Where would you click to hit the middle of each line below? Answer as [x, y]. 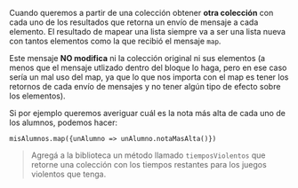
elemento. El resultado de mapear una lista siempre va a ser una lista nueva [148, 31]
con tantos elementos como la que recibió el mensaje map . [115, 41]
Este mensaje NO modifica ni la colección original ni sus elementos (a [137, 58]
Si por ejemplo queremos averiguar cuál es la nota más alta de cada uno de [148, 113]
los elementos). [37, 96]
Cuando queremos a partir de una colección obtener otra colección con [141, 13]
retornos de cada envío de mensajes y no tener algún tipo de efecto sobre [145, 86]
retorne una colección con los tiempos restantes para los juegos [149, 164]
